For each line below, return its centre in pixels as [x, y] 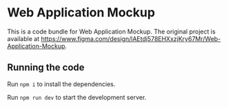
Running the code [46, 67]
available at [23, 38]
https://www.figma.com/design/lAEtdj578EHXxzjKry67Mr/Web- [131, 38]
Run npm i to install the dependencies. [61, 84]
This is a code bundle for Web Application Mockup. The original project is [111, 31]
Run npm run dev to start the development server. [77, 97]
